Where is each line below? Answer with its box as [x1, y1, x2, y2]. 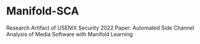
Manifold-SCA [6, 4, 80, 18]
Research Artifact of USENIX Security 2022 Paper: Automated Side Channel [6, 24, 195, 31]
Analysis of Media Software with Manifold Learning [6, 30, 133, 37]
